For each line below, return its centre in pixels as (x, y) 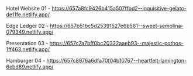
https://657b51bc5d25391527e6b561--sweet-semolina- (116, 26)
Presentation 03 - (27, 43)
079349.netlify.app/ (30, 32)
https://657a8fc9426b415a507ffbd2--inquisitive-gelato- (119, 8)
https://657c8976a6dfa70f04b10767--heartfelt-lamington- (117, 61)
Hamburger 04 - (26, 61)
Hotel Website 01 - (28, 8)
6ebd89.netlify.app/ (30, 67)
